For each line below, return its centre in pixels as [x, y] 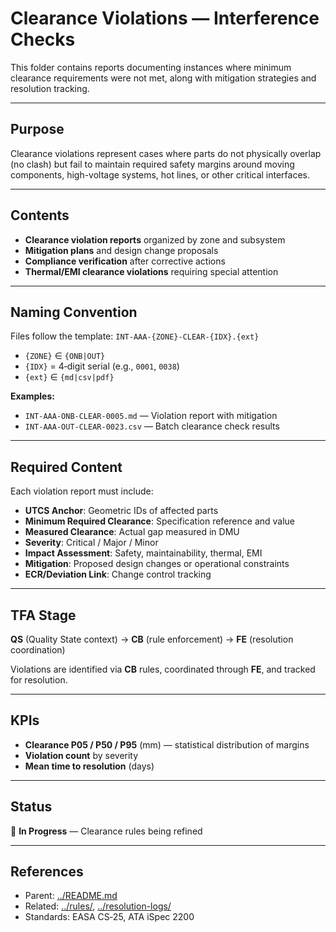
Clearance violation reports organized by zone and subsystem [155, 239]
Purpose [37, 129]
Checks [43, 39]
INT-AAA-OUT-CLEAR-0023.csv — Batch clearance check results [152, 426]
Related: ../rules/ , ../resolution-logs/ [98, 906]
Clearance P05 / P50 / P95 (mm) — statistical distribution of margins [167, 744]
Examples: [32, 396]
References [47, 872]
